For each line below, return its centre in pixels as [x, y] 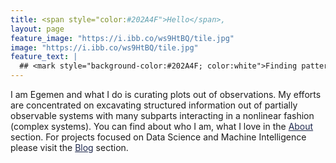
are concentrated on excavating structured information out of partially [154, 105]
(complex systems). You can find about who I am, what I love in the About [162, 126]
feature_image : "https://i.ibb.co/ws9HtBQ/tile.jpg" [122, 38]
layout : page [37, 29]
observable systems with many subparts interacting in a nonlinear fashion [162, 115]
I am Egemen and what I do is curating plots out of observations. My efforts [166, 94]
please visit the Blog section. [69, 147]
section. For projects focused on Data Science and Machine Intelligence [158, 137]
